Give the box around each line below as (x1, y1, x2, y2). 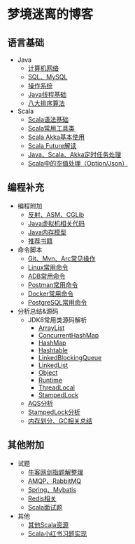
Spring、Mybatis (27, 485, 77, 493)
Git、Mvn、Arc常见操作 (27, 254, 96, 263)
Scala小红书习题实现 (27, 529, 87, 538)
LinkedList (38, 361, 69, 369)
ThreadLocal (38, 383, 76, 392)
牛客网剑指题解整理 (27, 467, 84, 476)
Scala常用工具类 (27, 124, 75, 132)
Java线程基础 (27, 91, 66, 98)
